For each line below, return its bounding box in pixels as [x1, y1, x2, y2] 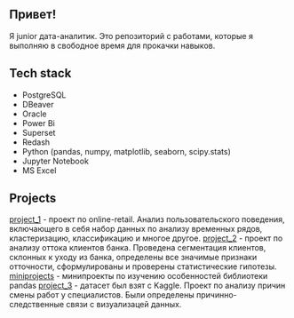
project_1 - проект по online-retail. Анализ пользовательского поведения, [9, 214, 286, 225]
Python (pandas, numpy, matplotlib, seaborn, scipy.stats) [21, 146, 231, 156]
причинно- [195, 290, 237, 300]
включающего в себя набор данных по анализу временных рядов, [9, 224, 263, 235]
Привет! [9, 7, 57, 22]
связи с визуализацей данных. [66, 299, 182, 310]
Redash [21, 137, 51, 147]
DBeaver [21, 99, 55, 109]
